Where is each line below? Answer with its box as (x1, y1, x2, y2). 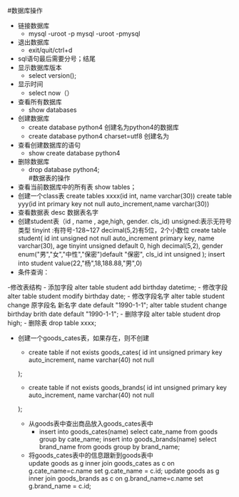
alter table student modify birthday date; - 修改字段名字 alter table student (7, 292, 225, 300)
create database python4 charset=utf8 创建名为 (28, 132, 170, 140)
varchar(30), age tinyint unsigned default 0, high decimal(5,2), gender (17, 242, 223, 250)
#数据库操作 (7, 6, 43, 14)
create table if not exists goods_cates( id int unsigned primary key (28, 348, 223, 357)
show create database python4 (28, 149, 121, 157)
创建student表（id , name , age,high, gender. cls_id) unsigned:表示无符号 (17, 217, 232, 225)
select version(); (28, 71, 77, 80)
